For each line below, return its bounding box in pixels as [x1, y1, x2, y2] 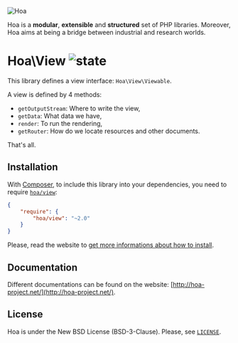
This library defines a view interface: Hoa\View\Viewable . [7, 76, 172, 85]
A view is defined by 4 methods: [7, 90, 102, 99]
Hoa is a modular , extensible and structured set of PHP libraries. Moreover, [7, 21, 231, 28]
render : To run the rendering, [17, 119, 103, 127]
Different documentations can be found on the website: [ [7, 280, 173, 288]
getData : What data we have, [17, 111, 102, 120]
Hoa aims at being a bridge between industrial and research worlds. [7, 28, 206, 36]
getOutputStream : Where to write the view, [17, 104, 141, 112]
